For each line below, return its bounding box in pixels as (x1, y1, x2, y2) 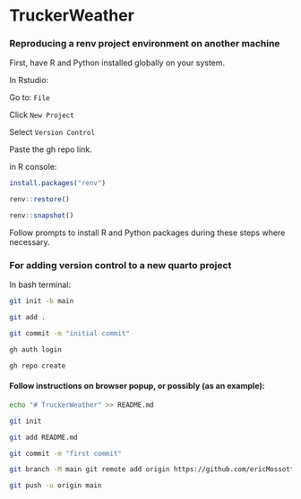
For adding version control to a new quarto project (9, 259, 232, 272)
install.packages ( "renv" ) (9, 179, 106, 188)
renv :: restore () (9, 195, 70, 204)
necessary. (9, 237, 51, 248)
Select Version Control (9, 127, 96, 138)
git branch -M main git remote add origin (9, 465, 170, 474)
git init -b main (9, 297, 74, 306)
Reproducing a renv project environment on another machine (9, 38, 280, 50)
